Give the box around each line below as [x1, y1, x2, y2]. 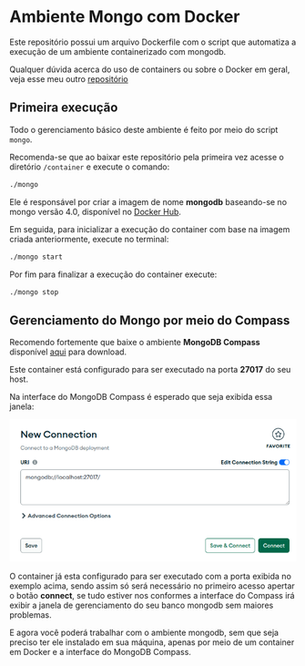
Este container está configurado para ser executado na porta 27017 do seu [9, 364, 291, 375]
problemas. [9, 610, 52, 620]
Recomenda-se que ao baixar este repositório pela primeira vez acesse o [9, 151, 284, 162]
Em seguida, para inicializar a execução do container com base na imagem [9, 223, 290, 234]
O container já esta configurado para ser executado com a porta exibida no [9, 571, 291, 582]
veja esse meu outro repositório [9, 73, 129, 84]
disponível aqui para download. [9, 346, 127, 357]
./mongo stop [9, 287, 59, 297]
